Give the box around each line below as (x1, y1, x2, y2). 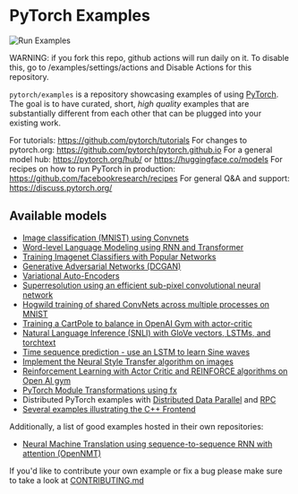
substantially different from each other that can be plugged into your (9, 108, 262, 118)
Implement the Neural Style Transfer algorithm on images (21, 356, 234, 367)
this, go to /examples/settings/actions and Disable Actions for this (9, 62, 252, 73)
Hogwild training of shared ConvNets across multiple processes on (21, 299, 270, 309)
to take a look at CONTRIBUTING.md (9, 474, 145, 485)
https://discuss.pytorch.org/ (9, 182, 113, 193)
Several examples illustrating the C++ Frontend (21, 403, 196, 414)
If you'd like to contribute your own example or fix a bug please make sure (9, 465, 284, 476)
